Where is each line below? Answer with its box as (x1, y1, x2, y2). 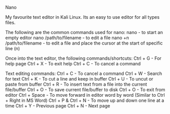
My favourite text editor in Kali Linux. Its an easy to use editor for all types (5, 14, 160, 20)
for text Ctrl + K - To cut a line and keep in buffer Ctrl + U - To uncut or (5, 76, 154, 82)
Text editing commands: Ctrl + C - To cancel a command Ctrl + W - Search (5, 70, 162, 77)
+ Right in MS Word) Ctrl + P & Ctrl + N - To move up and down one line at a (5, 97, 164, 103)
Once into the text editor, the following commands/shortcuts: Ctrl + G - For (5, 55, 162, 61)
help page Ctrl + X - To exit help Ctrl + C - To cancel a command (5, 61, 141, 66)
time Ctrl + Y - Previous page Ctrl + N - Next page (5, 103, 110, 108)
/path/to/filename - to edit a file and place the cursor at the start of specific (5, 40, 163, 46)
